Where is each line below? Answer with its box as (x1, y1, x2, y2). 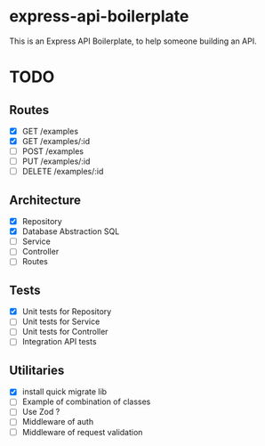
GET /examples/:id (21, 136, 91, 146)
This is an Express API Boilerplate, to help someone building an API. (9, 36, 257, 46)
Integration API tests (21, 337, 97, 347)
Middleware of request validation (21, 426, 143, 437)
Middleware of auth (21, 417, 94, 427)
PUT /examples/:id (21, 156, 91, 166)
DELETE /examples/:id (21, 166, 104, 177)
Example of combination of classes (21, 396, 151, 407)
